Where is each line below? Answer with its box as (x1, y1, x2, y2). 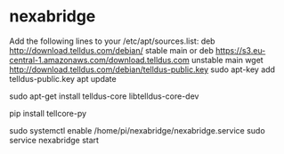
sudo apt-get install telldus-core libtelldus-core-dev (9, 91, 199, 101)
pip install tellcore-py (9, 108, 87, 118)
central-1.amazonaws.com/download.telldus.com (9, 54, 190, 65)
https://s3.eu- (215, 45, 266, 55)
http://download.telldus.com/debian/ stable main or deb (9, 45, 214, 55)
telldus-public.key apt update (9, 73, 118, 84)
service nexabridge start (9, 134, 100, 145)
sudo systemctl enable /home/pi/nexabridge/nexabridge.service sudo (9, 125, 265, 135)
